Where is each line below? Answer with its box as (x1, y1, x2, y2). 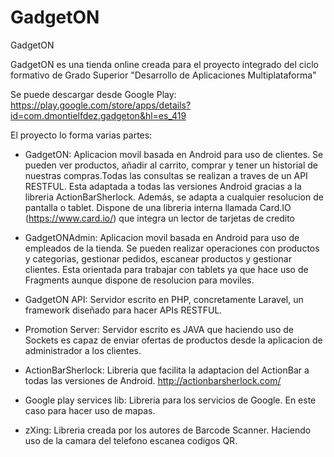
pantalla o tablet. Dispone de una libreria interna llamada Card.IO (24, 201, 292, 213)
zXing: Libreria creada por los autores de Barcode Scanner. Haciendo (24, 424, 312, 436)
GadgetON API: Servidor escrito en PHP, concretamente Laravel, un (24, 293, 304, 305)
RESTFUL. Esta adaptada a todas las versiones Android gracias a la (24, 180, 302, 192)
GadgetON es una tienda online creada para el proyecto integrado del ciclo (10, 58, 319, 70)
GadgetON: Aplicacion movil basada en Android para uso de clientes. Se (24, 148, 324, 160)
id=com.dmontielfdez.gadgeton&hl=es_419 (10, 109, 187, 121)
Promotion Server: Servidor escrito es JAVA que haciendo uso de (24, 323, 294, 335)
